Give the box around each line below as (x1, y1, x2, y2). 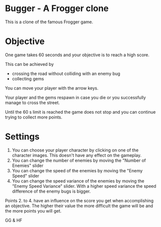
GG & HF (5, 217, 23, 223)
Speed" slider (12, 173, 40, 179)
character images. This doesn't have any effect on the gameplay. (12, 152, 142, 158)
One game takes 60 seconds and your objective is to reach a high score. (5, 52, 150, 58)
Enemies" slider (12, 163, 44, 168)
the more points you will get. (5, 208, 62, 213)
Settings (5, 131, 40, 142)
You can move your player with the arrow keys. (5, 85, 99, 91)
